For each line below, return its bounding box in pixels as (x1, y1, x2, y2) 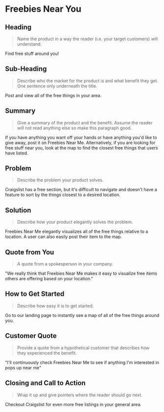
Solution (5, 206, 31, 214)
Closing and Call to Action (5, 379, 86, 388)
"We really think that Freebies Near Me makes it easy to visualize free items (5, 270, 158, 276)
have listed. (5, 150, 28, 156)
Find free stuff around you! (5, 50, 59, 56)
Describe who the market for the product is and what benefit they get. (17, 77, 158, 84)
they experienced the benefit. (17, 350, 77, 356)
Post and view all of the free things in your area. (5, 92, 102, 98)
